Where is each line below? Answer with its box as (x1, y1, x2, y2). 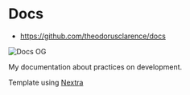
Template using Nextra (8, 77, 84, 87)
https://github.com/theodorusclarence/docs (19, 31, 167, 41)
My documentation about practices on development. (8, 61, 183, 72)
